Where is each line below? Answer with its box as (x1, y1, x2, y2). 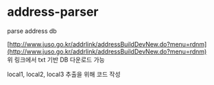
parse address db (7, 27, 57, 35)
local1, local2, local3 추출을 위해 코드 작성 (7, 70, 121, 78)
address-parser (7, 4, 99, 20)
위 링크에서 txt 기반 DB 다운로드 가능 (7, 56, 105, 64)
